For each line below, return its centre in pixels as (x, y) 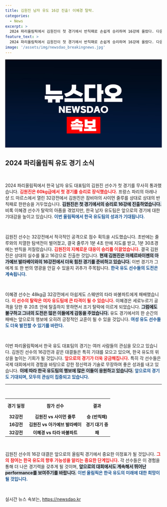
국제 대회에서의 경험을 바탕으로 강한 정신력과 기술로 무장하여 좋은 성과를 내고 (80, 365)
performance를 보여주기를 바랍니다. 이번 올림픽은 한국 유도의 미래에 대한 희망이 (83, 473)
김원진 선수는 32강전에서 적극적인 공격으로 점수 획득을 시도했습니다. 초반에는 (80, 237)
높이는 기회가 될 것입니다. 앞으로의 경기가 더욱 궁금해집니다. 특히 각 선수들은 (87, 358)
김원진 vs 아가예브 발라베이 (55, 425)
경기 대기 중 (97, 425)
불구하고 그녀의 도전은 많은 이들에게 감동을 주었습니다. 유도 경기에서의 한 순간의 (82, 313)
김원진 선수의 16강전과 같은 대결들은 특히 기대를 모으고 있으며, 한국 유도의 (83, 352)
